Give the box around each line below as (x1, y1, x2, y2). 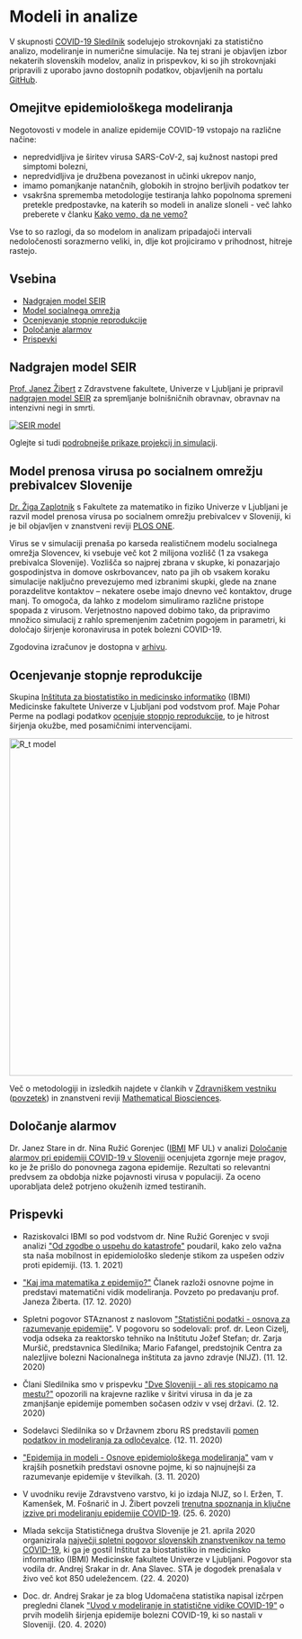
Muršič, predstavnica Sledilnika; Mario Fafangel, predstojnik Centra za (22, 1342, 283, 1353)
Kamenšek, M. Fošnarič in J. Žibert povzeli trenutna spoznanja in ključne (22, 1498, 291, 1508)
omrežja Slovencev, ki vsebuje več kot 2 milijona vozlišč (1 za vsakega (9, 547, 269, 559)
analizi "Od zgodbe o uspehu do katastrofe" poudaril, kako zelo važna (22, 1240, 281, 1251)
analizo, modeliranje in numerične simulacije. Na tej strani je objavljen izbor (9, 45, 288, 56)
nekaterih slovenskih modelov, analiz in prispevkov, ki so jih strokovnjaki (9, 55, 277, 66)
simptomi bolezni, (22, 160, 88, 172)
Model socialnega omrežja (22, 304, 120, 316)
